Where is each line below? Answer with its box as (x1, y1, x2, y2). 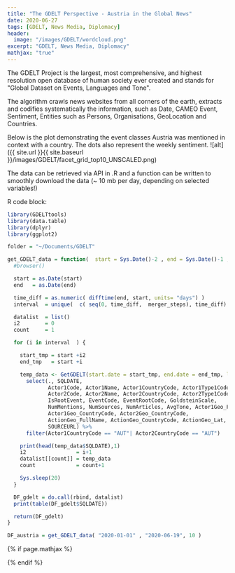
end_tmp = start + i (20, 358, 83, 365)
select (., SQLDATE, (25, 377, 83, 384)
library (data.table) (7, 217, 68, 224)
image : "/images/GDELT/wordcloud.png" (13, 36, 127, 43)
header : (7, 29, 30, 37)
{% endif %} (7, 558, 43, 567)
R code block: (7, 197, 48, 205)
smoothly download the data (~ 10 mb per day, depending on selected (7, 176, 210, 184)
